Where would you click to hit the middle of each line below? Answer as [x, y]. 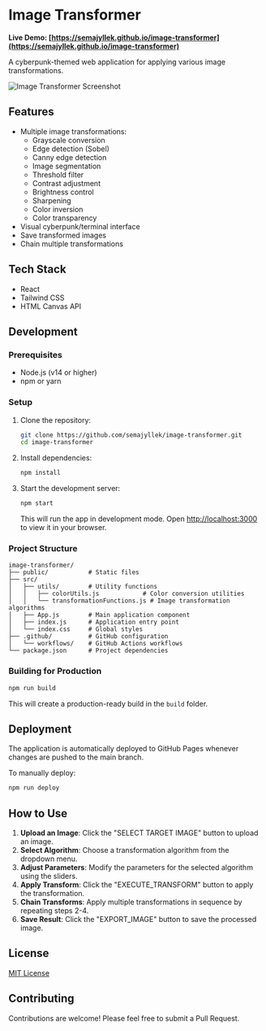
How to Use [38, 813]
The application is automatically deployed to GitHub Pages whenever [124, 749]
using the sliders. [49, 877]
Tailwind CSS [42, 298]
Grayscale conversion [69, 140]
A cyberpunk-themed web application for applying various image [117, 62]
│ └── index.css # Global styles [76, 629]
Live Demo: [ [30, 37]
